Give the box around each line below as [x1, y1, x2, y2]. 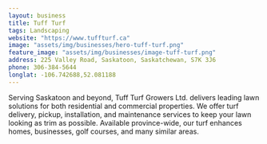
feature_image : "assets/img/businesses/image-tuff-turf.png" [8, 49, 217, 56]
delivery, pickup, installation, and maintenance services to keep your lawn [8, 109, 252, 119]
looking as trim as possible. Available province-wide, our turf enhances [8, 118, 242, 127]
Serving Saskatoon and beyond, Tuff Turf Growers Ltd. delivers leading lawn [8, 92, 260, 102]
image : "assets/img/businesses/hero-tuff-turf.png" [8, 41, 184, 49]
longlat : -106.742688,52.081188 [8, 71, 116, 79]
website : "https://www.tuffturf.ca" [8, 33, 130, 42]
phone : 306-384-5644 [8, 64, 78, 72]
